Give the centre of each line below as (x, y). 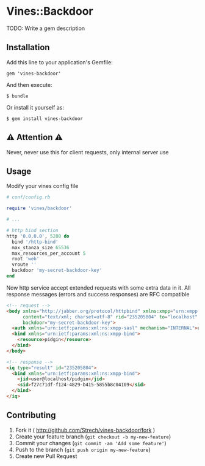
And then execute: (29, 85)
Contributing (31, 415)
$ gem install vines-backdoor (45, 118)
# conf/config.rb (28, 197)
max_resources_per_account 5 (49, 253)
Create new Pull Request (46, 456)
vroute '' (24, 265)
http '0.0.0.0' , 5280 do (38, 236)
